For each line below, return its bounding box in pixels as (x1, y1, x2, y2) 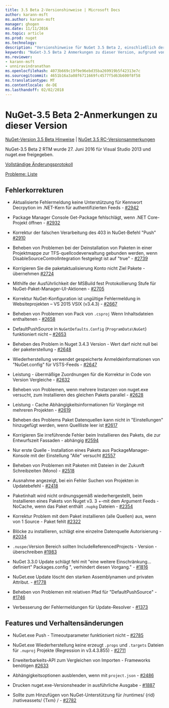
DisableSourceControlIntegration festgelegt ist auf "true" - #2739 (12, 256, 148, 262)
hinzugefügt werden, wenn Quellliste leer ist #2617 (12, 422, 118, 429)
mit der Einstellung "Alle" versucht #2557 (30, 453, 116, 459)
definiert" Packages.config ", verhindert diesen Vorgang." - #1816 (12, 564, 148, 570)
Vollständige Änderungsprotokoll (5, 161, 73, 167)
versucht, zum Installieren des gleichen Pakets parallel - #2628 (12, 392, 144, 398)
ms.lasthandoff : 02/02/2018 (5, 87, 64, 92)
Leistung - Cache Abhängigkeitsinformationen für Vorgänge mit (12, 402, 144, 408)
